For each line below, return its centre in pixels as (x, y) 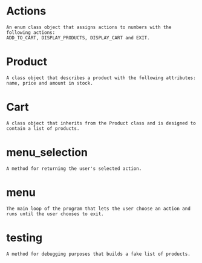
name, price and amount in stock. (50, 83)
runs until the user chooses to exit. (55, 214)
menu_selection (47, 152)
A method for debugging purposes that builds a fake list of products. (98, 254)
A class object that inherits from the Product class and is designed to (101, 123)
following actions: (31, 32)
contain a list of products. (43, 128)
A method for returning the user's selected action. (74, 168)
